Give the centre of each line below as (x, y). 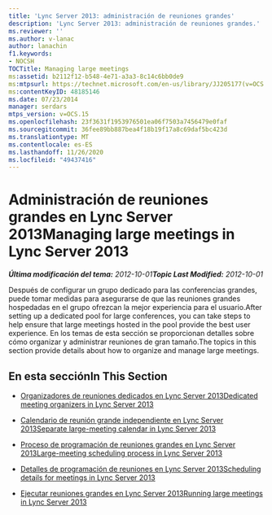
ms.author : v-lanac (42, 39)
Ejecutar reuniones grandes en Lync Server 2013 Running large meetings (141, 493)
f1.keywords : (31, 54)
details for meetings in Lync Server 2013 (88, 478)
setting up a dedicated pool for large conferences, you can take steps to (129, 316)
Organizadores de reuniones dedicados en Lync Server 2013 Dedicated (139, 396)
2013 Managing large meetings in (122, 235)
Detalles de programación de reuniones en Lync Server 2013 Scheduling (140, 469)
